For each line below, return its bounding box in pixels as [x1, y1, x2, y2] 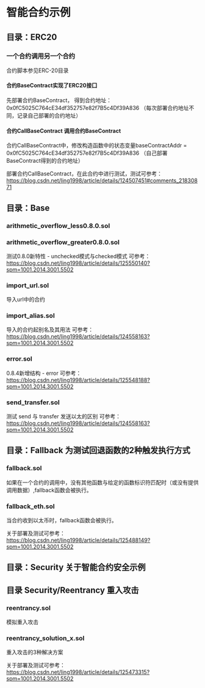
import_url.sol [6, 281, 49, 289]
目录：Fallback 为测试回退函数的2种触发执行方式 [6, 445, 190, 456]
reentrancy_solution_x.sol [6, 634, 85, 643]
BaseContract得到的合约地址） [6, 157, 84, 165]
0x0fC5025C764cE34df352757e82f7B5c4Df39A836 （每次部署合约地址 [6, 105, 189, 112]
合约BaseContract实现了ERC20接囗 [6, 82, 98, 89]
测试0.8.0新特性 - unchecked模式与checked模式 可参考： [6, 252, 151, 260]
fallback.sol [6, 464, 42, 473]
